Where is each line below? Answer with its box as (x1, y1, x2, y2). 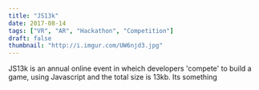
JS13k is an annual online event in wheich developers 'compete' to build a (8, 63, 252, 73)
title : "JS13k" (8, 11, 59, 20)
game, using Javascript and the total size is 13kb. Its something (8, 72, 218, 82)
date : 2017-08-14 (8, 19, 67, 27)
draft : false (8, 34, 52, 43)
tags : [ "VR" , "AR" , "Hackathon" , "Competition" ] (8, 27, 174, 35)
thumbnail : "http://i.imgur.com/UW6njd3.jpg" (8, 42, 163, 50)
